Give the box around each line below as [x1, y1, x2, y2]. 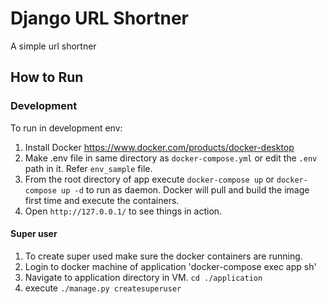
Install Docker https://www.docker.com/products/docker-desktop [24, 141, 295, 153]
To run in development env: [10, 122, 123, 134]
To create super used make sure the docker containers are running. [24, 250, 303, 262]
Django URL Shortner [10, 7, 189, 30]
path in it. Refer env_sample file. [24, 162, 153, 174]
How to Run [10, 69, 84, 86]
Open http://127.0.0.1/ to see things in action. [24, 205, 223, 217]
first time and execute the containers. [24, 194, 180, 206]
